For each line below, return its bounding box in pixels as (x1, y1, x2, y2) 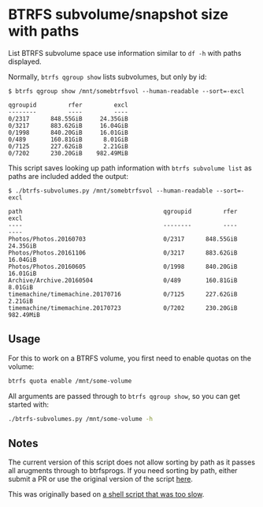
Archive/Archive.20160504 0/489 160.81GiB (8, 276, 238, 285)
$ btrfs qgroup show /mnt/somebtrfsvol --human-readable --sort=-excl (8, 87, 245, 95)
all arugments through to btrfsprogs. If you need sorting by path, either (8, 466, 238, 475)
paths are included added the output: (8, 171, 128, 181)
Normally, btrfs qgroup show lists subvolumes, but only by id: (8, 72, 207, 81)
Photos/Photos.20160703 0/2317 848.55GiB (8, 235, 238, 243)
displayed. (8, 57, 42, 66)
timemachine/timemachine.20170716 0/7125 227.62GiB (8, 290, 238, 298)
